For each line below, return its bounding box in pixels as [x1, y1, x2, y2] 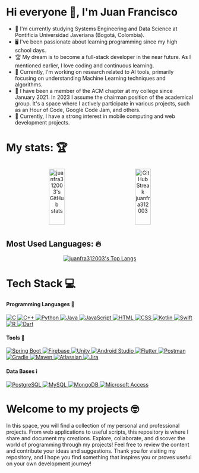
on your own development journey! [6, 460, 92, 467]
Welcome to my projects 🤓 [6, 402, 140, 416]
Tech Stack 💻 [6, 276, 76, 290]
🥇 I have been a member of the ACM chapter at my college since [14, 87, 173, 94]
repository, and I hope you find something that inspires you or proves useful [6, 454, 192, 461]
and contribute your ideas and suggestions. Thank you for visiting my [6, 447, 176, 455]
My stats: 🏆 [6, 141, 68, 154]
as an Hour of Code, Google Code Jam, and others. [14, 106, 141, 113]
